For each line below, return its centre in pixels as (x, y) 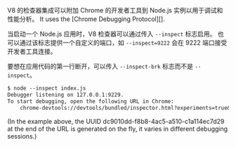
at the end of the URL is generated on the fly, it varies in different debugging (118, 129)
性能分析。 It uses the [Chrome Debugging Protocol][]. (86, 19)
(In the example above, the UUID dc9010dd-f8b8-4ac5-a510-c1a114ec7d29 (116, 121)
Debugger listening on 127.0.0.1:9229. (66, 94)
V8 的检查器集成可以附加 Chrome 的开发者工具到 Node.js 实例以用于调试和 (115, 10)
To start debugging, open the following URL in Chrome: (91, 101)
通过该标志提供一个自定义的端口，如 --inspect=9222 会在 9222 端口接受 (123, 43)
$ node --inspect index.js (47, 88)
